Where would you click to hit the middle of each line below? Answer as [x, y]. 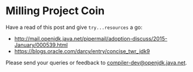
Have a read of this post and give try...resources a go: [74, 27]
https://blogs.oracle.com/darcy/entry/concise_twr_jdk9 [82, 51]
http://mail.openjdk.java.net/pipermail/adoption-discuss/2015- [91, 38]
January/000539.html [41, 45]
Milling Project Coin [55, 11]
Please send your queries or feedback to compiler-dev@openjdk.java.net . [96, 63]
